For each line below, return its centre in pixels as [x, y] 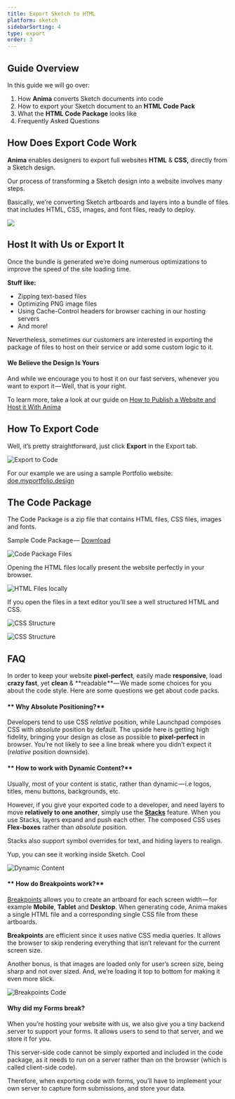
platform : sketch [33, 20]
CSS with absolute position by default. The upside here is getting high [108, 730]
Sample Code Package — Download [59, 540]
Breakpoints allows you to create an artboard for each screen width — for [112, 899]
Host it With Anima [34, 407]
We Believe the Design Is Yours [53, 363]
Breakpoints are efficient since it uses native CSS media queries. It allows [114, 935]
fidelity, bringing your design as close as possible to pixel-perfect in [106, 737]
